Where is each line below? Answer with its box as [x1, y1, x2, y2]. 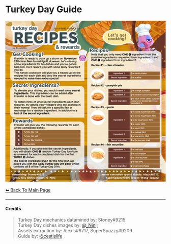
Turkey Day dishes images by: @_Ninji [17, 222, 98, 228]
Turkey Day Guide [5, 4, 82, 15]
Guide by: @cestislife [17, 233, 63, 239]
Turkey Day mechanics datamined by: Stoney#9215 [17, 217, 126, 223]
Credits [5, 205, 21, 211]
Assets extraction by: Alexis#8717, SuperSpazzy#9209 [17, 228, 132, 234]
